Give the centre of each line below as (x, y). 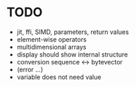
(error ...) (30, 69)
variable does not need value (59, 77)
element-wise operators (52, 39)
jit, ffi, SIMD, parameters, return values (73, 32)
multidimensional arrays (51, 47)
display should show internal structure (72, 54)
